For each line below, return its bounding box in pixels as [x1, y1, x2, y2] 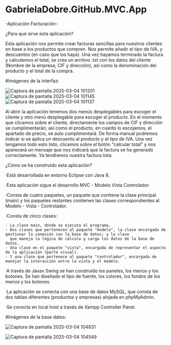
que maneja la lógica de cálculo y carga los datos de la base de [10, 236, 155, 241]
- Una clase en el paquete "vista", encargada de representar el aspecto [5, 245, 166, 250]
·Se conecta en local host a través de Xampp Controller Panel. [5, 304, 136, 310]
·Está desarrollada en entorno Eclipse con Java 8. [5, 172, 110, 178]
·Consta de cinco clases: [5, 213, 57, 219]
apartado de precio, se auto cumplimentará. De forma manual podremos [5, 130, 158, 137]
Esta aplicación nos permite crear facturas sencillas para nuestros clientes [5, 40, 162, 47]
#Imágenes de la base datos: [5, 314, 67, 320]
